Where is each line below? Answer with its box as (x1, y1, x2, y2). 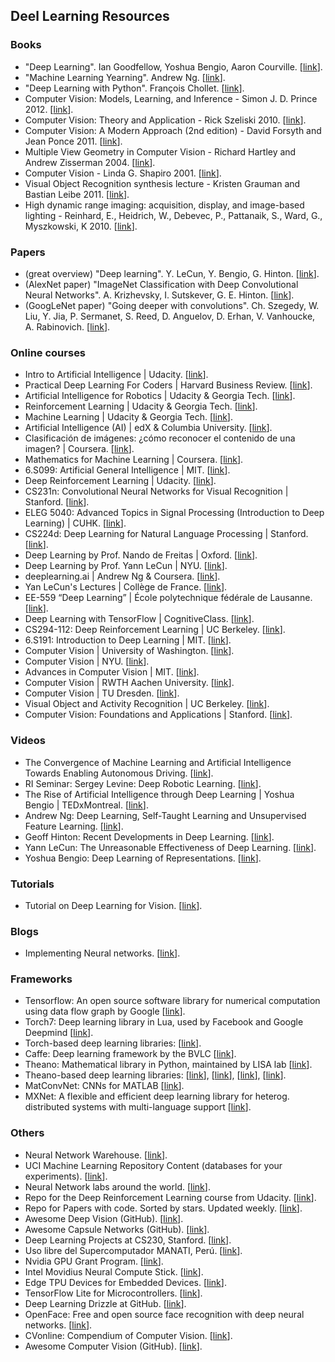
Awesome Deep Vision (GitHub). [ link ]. (24, 1212, 184, 1224)
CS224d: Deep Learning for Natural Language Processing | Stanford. (24, 528, 309, 540)
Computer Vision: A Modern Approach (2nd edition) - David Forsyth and (24, 124, 322, 136)
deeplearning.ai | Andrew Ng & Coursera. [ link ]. (24, 570, 221, 583)
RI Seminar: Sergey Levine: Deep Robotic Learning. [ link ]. (24, 777, 262, 789)
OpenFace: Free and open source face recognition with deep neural (24, 1308, 305, 1320)
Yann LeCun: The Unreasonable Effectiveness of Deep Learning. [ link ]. (24, 841, 317, 853)
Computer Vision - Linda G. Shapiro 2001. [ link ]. (24, 167, 222, 179)
